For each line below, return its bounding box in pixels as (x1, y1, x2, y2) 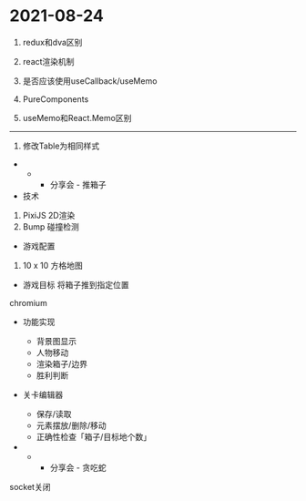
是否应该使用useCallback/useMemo (22, 75, 158, 87)
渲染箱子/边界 (36, 358, 88, 369)
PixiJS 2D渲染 (22, 210, 76, 220)
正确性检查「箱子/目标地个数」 (36, 431, 152, 442)
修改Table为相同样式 (22, 140, 100, 151)
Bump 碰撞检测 (22, 220, 80, 232)
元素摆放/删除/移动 (36, 420, 107, 431)
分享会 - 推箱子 (49, 179, 107, 189)
